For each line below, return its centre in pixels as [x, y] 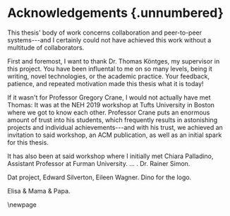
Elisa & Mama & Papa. [39, 191]
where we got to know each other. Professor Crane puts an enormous [109, 112]
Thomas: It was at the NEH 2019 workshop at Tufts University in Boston [111, 104]
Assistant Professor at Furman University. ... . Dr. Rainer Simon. [99, 163]
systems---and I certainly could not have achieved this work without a [109, 40]
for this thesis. [28, 142]
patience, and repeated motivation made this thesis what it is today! [105, 83]
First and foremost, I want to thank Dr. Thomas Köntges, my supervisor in [114, 61]
